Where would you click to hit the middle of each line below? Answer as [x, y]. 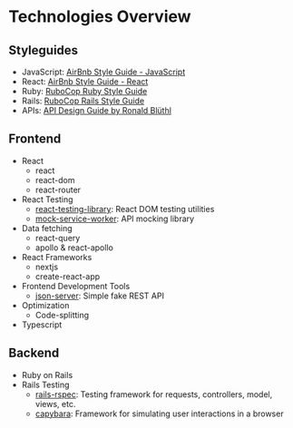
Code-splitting [62, 315]
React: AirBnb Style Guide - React [85, 82]
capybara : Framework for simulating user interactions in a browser [159, 413]
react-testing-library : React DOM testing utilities [125, 209]
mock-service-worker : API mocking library [115, 219]
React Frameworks [57, 257]
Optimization [45, 305]
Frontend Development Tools [76, 286]
